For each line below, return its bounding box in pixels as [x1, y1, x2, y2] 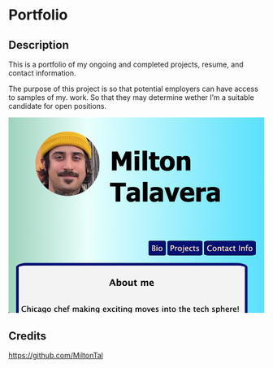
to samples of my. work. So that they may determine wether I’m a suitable [8, 93, 254, 102]
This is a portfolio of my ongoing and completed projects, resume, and [8, 59, 244, 69]
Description [8, 38, 69, 52]
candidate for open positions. [8, 102, 107, 110]
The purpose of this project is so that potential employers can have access [8, 84, 258, 93]
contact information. [8, 68, 76, 78]
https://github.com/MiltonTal [8, 351, 103, 361]
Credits [8, 329, 47, 343]
